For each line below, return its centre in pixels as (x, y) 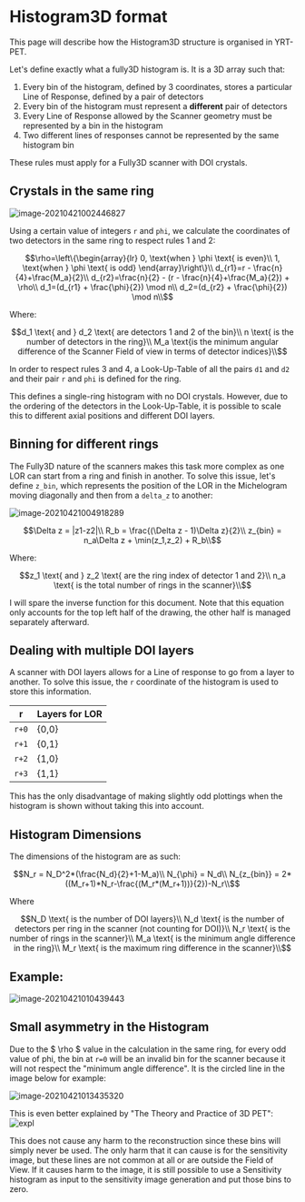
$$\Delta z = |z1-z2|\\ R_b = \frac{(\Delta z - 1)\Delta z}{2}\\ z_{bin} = (152, 530)
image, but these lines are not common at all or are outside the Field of (142, 1160)
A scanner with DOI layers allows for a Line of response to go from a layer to (152, 672)
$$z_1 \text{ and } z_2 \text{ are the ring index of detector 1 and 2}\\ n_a (152, 575)
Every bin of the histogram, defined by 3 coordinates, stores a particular (157, 86)
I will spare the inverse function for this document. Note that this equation (147, 602)
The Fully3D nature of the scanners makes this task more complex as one (147, 466)
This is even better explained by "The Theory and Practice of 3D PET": (142, 1113)
